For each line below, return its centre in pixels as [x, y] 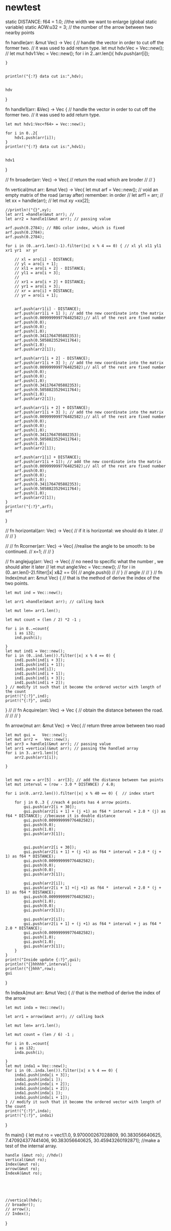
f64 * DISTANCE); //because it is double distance [60, 816]
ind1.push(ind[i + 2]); [40, 682]
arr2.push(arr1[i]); [36, 757]
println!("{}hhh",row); [31, 968]
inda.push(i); [29, 1052]
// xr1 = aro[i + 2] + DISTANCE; [50, 282]
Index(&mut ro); [23, 1164]
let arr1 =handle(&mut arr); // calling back [55, 602]
